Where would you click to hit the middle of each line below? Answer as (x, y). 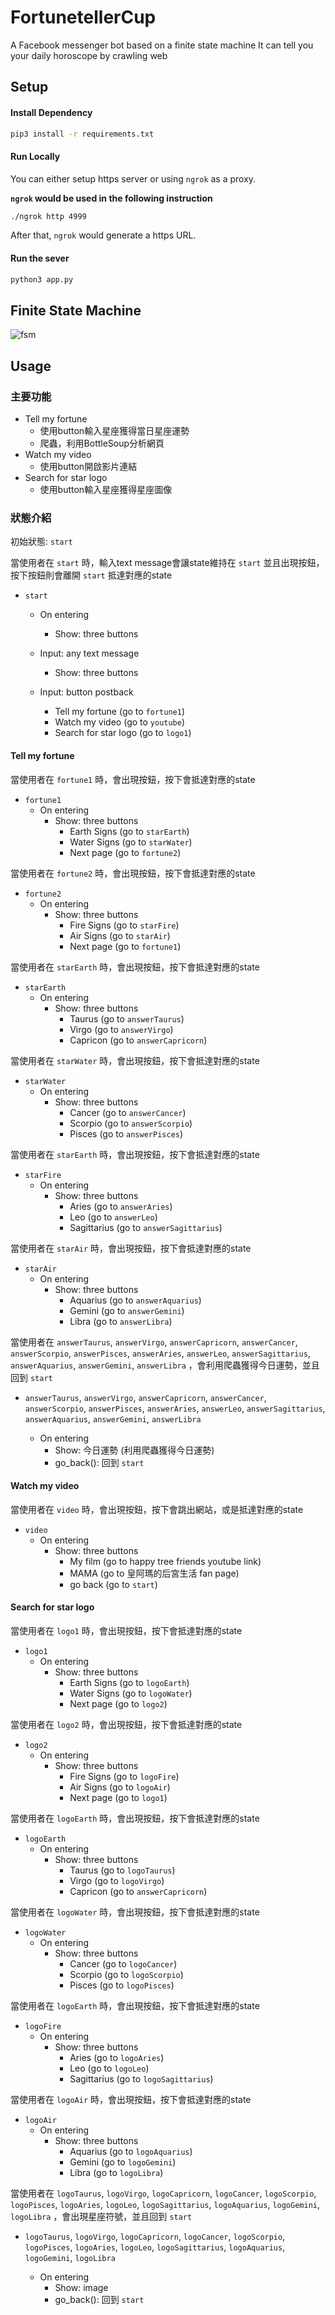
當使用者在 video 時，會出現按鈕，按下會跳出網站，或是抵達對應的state (157, 1509)
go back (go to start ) (113, 1584)
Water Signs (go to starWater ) (131, 842)
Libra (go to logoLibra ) (116, 2172)
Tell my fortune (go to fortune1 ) (119, 712)
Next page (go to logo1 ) (118, 1797)
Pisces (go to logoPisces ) (122, 1985)
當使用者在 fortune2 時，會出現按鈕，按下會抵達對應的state (133, 873)
